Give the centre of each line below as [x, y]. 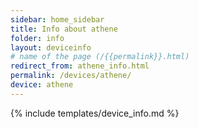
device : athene [42, 85]
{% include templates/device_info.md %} [95, 113]
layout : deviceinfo [51, 47]
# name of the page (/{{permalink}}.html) [100, 57]
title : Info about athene [64, 29]
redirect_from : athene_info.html [80, 66]
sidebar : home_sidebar [57, 19]
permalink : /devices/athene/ [71, 76]
